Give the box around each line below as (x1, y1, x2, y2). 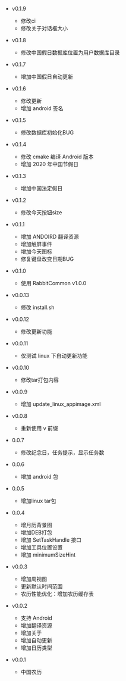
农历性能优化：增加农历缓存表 (20, 591, 94, 597)
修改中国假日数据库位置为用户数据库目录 (20, 49, 120, 56)
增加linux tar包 (20, 497, 56, 504)
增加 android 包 (20, 473, 58, 480)
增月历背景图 (20, 521, 52, 529)
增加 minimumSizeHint (20, 551, 76, 558)
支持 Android (20, 614, 52, 621)
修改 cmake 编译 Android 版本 (20, 153, 94, 160)
